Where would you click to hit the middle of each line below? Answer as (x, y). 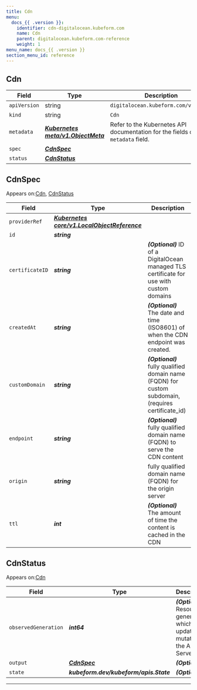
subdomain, (164, 396)
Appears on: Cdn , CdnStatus (40, 194)
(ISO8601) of (166, 328)
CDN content (165, 457)
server (157, 496)
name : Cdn (29, 34)
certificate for (167, 274)
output (18, 663)
